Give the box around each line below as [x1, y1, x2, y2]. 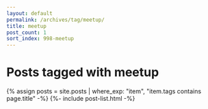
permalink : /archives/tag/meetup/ [6, 16, 105, 23]
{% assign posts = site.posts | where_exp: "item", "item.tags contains [6, 87, 202, 95]
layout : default [6, 10, 53, 17]
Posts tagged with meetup [6, 65, 159, 80]
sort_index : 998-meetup [6, 35, 75, 42]
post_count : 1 [6, 29, 47, 36]
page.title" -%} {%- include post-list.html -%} [6, 95, 135, 103]
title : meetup [6, 22, 47, 29]
